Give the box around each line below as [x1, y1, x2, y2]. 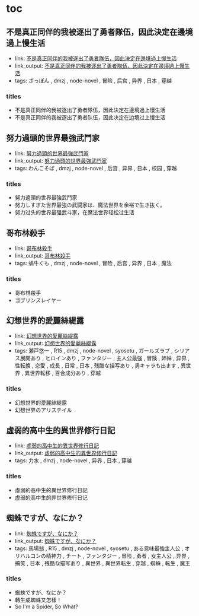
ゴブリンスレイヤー [14, 296, 62, 304]
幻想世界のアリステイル [14, 406, 72, 414]
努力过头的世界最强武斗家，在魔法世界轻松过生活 [14, 209, 134, 216]
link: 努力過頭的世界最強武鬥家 [14, 150, 89, 157]
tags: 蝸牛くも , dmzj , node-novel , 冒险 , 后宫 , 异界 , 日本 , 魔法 [14, 260, 172, 267]
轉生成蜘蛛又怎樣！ [14, 596, 62, 604]
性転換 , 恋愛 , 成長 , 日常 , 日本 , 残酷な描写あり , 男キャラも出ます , [14, 362, 179, 369]
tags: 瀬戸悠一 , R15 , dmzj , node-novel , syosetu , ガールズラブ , [14, 347, 173, 354]
